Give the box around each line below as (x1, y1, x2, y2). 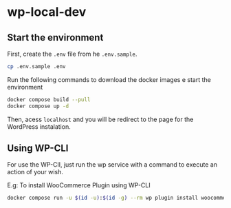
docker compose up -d (7, 103, 69, 110)
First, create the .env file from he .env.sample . (7, 50, 137, 58)
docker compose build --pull (7, 96, 91, 103)
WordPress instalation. (7, 122, 71, 131)
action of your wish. (7, 168, 63, 176)
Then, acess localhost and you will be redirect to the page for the (7, 115, 194, 123)
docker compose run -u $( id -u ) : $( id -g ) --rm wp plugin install (7, 194, 199, 202)
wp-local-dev (7, 4, 87, 20)
